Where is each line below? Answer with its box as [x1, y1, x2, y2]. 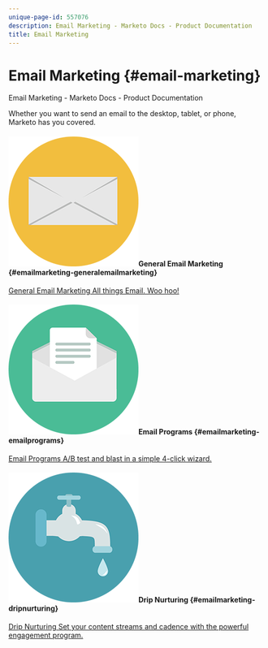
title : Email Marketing [8, 30, 89, 38]
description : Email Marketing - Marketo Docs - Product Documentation [8, 21, 253, 30]
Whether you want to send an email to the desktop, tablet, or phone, [8, 109, 237, 119]
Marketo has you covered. [8, 118, 96, 127]
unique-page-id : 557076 [8, 13, 89, 21]
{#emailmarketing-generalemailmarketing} [8, 267, 158, 277]
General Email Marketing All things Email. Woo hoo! [8, 285, 180, 296]
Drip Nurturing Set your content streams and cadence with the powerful [8, 621, 249, 631]
